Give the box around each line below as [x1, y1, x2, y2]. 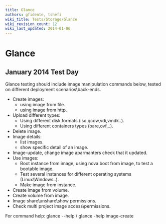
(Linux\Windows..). [20, 177, 59, 183]
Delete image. [12, 128, 42, 134]
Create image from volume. [12, 187, 69, 193]
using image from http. [20, 107, 67, 113]
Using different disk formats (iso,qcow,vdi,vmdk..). [20, 118, 124, 124]
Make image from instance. [20, 182, 77, 188]
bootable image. [20, 166, 54, 172]
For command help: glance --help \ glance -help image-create [5, 213, 134, 219]
